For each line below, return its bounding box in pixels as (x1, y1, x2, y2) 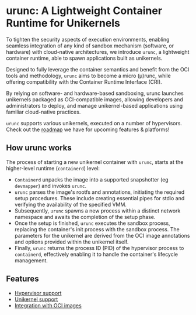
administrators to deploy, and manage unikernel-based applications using (6, 102, 183, 109)
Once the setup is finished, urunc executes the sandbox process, (14, 220, 170, 227)
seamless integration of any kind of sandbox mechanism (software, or (6, 42, 174, 49)
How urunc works (6, 143, 72, 153)
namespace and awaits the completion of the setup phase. (14, 213, 156, 220)
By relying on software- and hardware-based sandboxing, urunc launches (6, 90, 184, 97)
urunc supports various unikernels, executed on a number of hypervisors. (6, 119, 183, 126)
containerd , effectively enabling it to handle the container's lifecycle (14, 251, 178, 258)
